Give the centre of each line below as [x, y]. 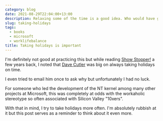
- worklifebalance [28, 41]
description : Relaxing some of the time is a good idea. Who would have [80, 18]
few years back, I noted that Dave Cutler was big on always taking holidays [80, 64]
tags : [10, 28]
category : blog [20, 9]
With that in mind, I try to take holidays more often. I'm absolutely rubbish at [81, 108]
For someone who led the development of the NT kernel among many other [80, 88]
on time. [13, 69]
